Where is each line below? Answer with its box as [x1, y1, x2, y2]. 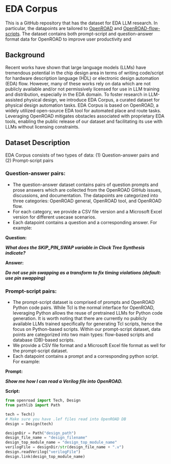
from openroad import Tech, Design [5, 398, 81, 403]
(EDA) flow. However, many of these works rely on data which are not [5, 80, 151, 86]
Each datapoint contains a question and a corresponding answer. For [12, 219, 157, 225]
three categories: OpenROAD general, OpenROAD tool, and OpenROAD [12, 198, 162, 204]
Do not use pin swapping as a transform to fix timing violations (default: [5, 269, 161, 275]
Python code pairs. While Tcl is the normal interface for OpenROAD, [12, 304, 155, 311]
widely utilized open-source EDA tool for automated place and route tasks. [5, 107, 161, 113]
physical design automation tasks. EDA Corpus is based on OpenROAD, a [5, 102, 159, 108]
